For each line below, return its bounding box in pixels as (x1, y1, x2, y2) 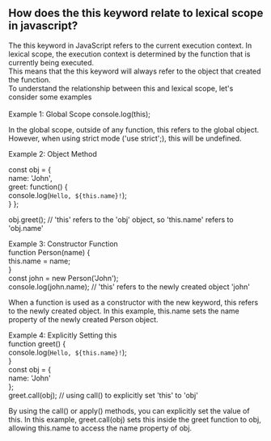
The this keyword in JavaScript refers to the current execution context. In (8, 40, 252, 50)
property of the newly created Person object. (8, 314, 159, 324)
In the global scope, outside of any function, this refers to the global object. (8, 124, 260, 134)
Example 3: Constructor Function (8, 238, 119, 249)
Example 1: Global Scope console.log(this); (8, 109, 151, 119)
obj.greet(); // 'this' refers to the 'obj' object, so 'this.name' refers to (8, 214, 234, 225)
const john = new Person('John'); (8, 273, 119, 283)
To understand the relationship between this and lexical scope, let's (8, 83, 234, 93)
